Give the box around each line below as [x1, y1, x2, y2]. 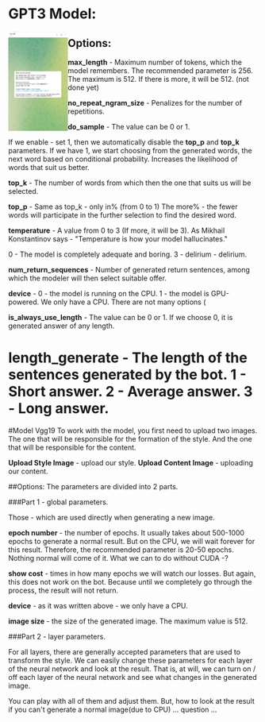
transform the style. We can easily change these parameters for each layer [8, 655, 253, 665]
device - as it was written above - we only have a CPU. [8, 600, 188, 610]
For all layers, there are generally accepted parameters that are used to [8, 647, 240, 656]
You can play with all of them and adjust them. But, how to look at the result [8, 696, 255, 705]
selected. [8, 187, 39, 195]
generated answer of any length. [8, 321, 115, 330]
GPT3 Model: [8, 5, 97, 23]
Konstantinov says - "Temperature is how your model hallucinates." [8, 234, 229, 243]
